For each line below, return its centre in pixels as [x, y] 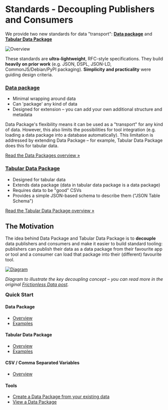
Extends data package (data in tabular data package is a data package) [86, 185]
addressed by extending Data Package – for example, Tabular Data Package [84, 140]
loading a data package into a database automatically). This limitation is [79, 135]
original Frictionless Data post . [37, 284]
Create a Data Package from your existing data [61, 397]
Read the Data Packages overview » [43, 156]
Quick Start [19, 295]
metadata [22, 115]
